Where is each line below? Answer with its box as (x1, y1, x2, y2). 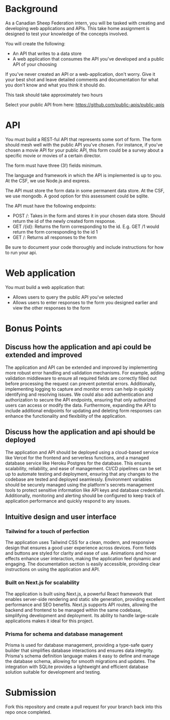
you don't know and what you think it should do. (5, 82, 106, 88)
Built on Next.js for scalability (5, 579, 80, 586)
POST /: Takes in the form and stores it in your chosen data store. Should (12, 212, 165, 219)
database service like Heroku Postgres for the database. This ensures (5, 460, 151, 466)
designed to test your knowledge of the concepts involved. (5, 31, 128, 37)
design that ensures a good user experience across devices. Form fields (5, 545, 156, 551)
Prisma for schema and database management (5, 630, 123, 638)
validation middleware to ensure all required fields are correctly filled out (5, 375, 157, 381)
